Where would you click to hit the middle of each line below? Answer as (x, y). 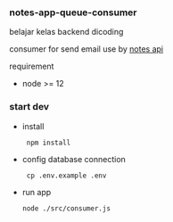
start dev (29, 107)
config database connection (74, 159)
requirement (32, 66)
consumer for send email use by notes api (86, 49)
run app (37, 192)
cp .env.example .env (66, 176)
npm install (49, 143)
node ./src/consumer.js (66, 208)
